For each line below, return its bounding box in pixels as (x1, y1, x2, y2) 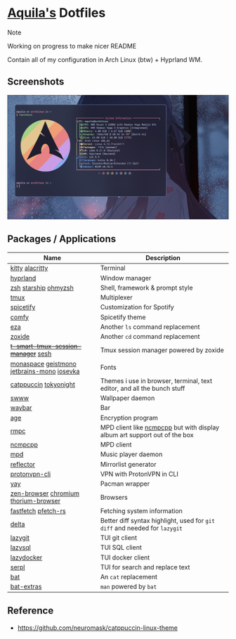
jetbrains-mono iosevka (10, 367, 80, 375)
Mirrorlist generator (100, 460, 157, 468)
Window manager (100, 273, 152, 282)
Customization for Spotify (100, 303, 174, 311)
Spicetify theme (100, 313, 146, 321)
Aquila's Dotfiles (7, 5, 106, 21)
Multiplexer (100, 293, 133, 302)
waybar (10, 404, 32, 412)
